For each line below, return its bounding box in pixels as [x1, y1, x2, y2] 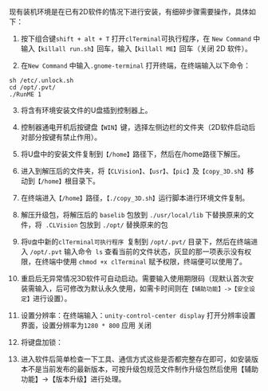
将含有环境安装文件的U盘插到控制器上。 [20, 106, 152, 115]
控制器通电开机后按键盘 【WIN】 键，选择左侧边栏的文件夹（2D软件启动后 [20, 123, 256, 131]
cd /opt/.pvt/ [9, 84, 57, 92]
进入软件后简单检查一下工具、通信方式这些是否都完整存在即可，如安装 [20, 354, 252, 364]
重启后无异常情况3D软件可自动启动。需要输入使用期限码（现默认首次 [20, 274, 247, 283]
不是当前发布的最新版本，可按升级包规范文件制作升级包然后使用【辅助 [27, 365, 258, 373]
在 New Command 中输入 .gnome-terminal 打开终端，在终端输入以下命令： [20, 61, 250, 70]
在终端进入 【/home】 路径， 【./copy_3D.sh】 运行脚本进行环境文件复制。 [20, 194, 250, 202]
